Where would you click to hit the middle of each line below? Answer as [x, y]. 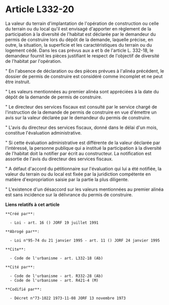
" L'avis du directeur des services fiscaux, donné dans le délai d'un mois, [82, 127]
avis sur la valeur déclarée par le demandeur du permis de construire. [78, 117]
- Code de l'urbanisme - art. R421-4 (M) [54, 280]
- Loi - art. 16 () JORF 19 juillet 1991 [54, 223]
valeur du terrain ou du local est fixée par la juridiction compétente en [78, 174]
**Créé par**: [20, 214]
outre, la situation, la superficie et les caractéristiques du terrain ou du [79, 45]
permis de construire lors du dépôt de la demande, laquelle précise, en [79, 40]
